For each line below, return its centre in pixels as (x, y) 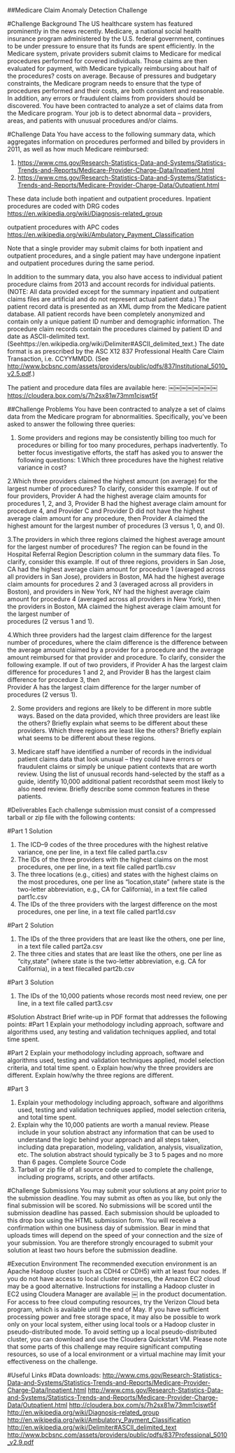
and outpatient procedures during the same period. (81, 263)
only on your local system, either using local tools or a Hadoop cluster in (111, 1324)
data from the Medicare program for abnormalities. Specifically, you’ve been (117, 416)
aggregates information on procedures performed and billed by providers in (116, 142)
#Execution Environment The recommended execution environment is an (112, 1264)
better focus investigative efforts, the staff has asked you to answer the (120, 453)
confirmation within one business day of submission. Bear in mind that (108, 1228)
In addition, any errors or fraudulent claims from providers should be (106, 98)
